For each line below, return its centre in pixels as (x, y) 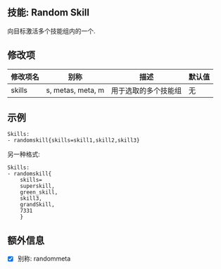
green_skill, (39, 192)
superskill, (37, 186)
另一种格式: (24, 154)
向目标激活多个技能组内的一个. (52, 31)
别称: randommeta (44, 258)
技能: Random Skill (49, 13)
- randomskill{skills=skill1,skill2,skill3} (74, 140)
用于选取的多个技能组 (146, 90)
